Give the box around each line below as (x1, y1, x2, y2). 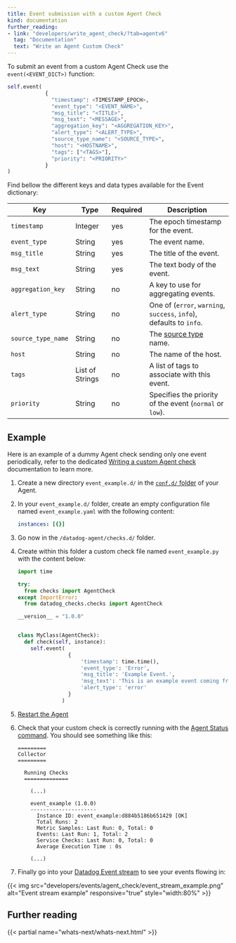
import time (17, 568, 53, 575)
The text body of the (149, 260, 216, 270)
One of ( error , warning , (149, 300, 225, 310)
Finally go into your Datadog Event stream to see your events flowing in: (17, 867, 226, 876)
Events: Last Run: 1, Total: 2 (36, 831, 129, 838)
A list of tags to (149, 361, 199, 371)
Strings (74, 374, 100, 384)
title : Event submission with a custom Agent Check (7, 10, 162, 18)
